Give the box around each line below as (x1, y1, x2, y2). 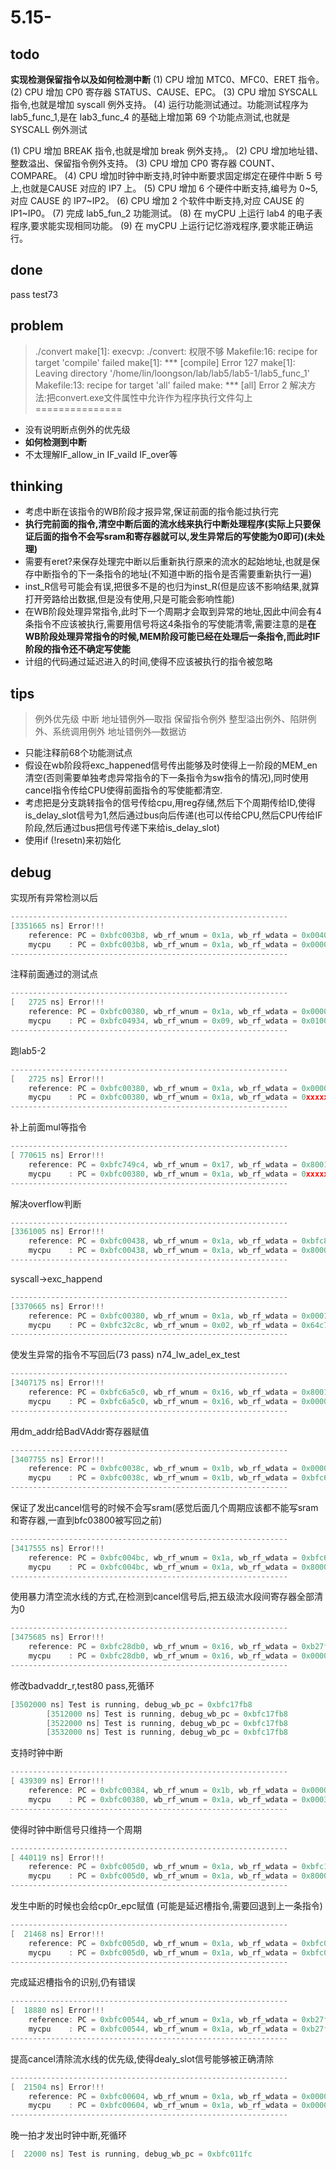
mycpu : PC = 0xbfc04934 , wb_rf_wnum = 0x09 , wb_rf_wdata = (28, 1016, 298, 1026)
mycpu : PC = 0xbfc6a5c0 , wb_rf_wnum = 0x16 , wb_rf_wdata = (28, 1396, 298, 1406)
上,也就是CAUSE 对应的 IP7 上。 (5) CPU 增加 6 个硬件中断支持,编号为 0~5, (10, 182, 319, 194)
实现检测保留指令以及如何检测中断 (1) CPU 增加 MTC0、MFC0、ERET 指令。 (10, 74, 325, 85)
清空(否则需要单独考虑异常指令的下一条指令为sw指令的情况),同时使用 (24, 772, 309, 784)
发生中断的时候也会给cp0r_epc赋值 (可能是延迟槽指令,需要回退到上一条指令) (10, 1900, 323, 1912)
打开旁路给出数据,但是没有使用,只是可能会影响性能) (24, 593, 235, 605)
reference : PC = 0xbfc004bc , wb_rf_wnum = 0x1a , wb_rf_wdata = (28, 1552, 298, 1563)
